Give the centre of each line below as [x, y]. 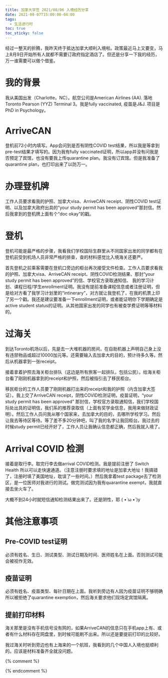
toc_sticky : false [24, 33]
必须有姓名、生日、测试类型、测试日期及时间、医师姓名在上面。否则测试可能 [84, 554]
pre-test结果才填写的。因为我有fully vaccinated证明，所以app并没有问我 [80, 152]
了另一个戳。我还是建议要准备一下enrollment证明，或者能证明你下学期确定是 [84, 299]
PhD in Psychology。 [27, 110]
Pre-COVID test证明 [36, 542]
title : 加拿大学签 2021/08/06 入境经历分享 [47, 10]
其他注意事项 [32, 522]
